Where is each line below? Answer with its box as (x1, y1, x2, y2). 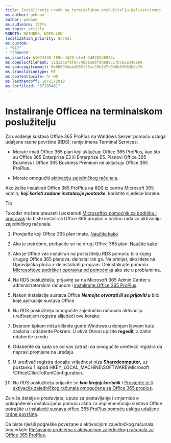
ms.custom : (5, 41, 29, 46)
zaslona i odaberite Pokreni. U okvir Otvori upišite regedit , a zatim (12, 328, 152, 334)
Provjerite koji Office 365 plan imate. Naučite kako (12, 230, 118, 237)
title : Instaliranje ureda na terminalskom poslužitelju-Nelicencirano (5, 7, 161, 13)
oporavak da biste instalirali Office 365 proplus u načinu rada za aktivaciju (5, 215, 161, 221)
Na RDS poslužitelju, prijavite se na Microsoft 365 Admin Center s (12, 276, 151, 283)
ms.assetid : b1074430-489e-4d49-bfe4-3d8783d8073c (5, 55, 115, 60)
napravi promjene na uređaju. (12, 348, 75, 355)
